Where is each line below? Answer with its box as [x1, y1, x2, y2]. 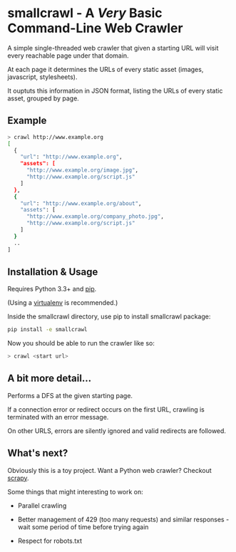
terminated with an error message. [7, 412, 109, 421]
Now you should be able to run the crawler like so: [7, 339, 155, 348]
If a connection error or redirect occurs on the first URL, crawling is [7, 405, 205, 414]
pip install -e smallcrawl [7, 326, 88, 333]
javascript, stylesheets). [7, 73, 78, 81]
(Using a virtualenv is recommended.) [7, 298, 118, 307]
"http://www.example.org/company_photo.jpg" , [26, 213, 164, 220]
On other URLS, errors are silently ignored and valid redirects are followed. [7, 426, 227, 435]
